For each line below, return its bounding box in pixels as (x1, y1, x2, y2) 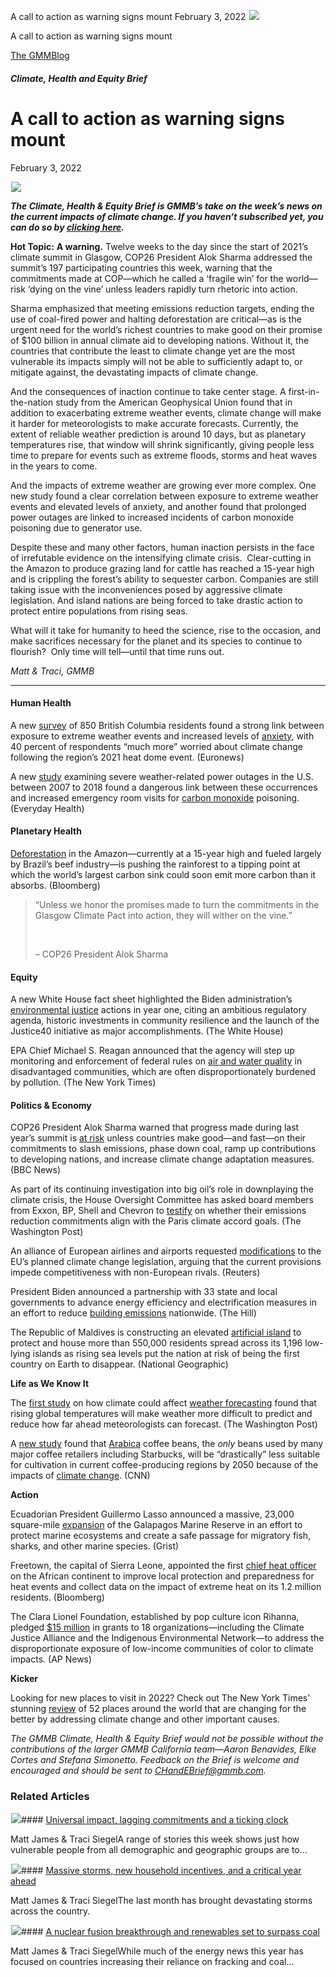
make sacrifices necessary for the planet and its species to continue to (10, 635, 303, 647)
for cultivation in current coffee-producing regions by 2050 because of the (10, 1459, 319, 1471)
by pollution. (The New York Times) (10, 1076, 157, 1089)
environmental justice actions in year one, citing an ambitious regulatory (10, 1004, 307, 1016)
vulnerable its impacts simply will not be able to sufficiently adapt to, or (10, 355, 303, 367)
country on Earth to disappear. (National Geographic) (10, 1358, 229, 1370)
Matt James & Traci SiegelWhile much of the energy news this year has (10, 1945, 304, 1957)
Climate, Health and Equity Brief (10, 72, 148, 84)
